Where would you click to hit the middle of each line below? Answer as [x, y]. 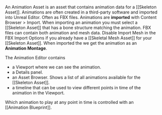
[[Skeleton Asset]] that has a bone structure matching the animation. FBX [78, 28]
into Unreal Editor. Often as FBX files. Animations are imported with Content [81, 17]
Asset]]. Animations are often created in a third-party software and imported [81, 12]
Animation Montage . [26, 48]
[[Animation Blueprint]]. [28, 107]
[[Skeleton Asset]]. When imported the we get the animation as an [71, 43]
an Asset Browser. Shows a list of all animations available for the [76, 77]
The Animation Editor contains [35, 57]
